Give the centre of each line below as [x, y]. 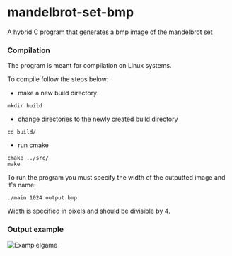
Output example [35, 229]
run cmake [33, 145]
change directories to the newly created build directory [98, 119]
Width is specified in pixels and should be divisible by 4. [89, 211]
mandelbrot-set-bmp [71, 12]
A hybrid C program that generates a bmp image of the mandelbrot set [110, 32]
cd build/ [22, 132]
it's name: [22, 185]
